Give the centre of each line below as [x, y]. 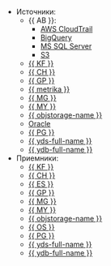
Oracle [39, 124]
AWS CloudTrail [66, 29]
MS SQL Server [66, 46]
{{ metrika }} [49, 89]
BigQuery [56, 37]
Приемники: [37, 158]
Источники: [36, 12]
